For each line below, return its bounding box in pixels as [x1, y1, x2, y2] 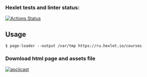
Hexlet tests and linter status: [5, 4, 80, 11]
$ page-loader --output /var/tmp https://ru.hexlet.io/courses [5, 43, 142, 49]
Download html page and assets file [5, 55, 96, 62]
